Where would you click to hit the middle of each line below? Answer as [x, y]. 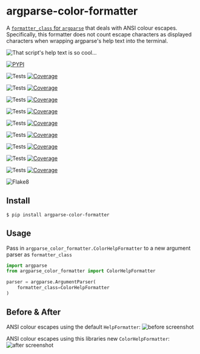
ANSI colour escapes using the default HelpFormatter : [74, 327]
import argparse [27, 265]
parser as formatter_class [39, 254]
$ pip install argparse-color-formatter [58, 215]
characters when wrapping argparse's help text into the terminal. [87, 41]
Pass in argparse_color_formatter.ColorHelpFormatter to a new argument [98, 248]
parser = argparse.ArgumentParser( [51, 282]
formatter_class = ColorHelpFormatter [64, 288]
